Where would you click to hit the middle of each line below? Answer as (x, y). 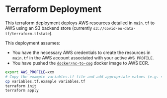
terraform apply (22, 91)
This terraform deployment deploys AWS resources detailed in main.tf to (80, 23)
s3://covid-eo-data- (114, 28)
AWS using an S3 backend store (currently (49, 28)
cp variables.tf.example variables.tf (45, 81)
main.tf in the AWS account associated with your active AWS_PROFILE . (83, 57)
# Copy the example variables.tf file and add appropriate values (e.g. (82, 77)
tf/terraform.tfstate (28, 34)
